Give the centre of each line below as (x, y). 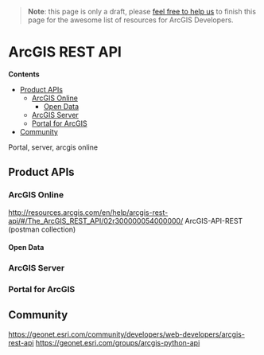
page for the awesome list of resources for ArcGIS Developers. (130, 20)
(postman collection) (42, 229)
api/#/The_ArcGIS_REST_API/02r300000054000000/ (96, 220)
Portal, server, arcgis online (53, 147)
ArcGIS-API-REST (214, 220)
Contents (24, 74)
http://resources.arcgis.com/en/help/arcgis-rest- (88, 212)
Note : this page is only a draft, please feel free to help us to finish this (142, 12)
